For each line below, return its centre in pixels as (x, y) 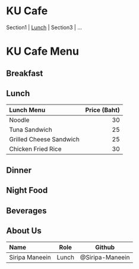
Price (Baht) (102, 110)
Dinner (19, 170)
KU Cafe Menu (42, 51)
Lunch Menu (27, 110)
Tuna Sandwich (31, 130)
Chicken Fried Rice (35, 149)
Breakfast (25, 73)
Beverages (26, 211)
